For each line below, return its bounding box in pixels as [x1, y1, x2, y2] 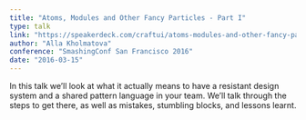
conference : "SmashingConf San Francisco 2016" [9, 47, 194, 56]
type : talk [9, 22, 51, 31]
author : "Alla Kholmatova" [9, 38, 112, 48]
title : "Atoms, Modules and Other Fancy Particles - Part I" [9, 13, 247, 23]
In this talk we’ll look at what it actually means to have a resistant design [9, 81, 280, 91]
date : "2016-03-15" [9, 55, 84, 65]
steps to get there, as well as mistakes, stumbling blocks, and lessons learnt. [9, 100, 297, 110]
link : [9, 30, 30, 39]
